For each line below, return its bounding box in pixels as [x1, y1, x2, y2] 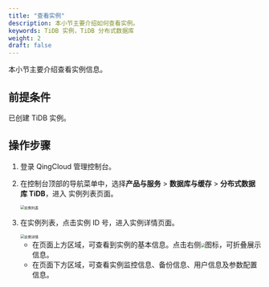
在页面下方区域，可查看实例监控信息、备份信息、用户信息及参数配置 [31, 260, 258, 269]
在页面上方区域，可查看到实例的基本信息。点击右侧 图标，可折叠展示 [31, 240, 262, 249]
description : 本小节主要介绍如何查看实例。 [8, 19, 139, 27]
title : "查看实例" [8, 11, 66, 20]
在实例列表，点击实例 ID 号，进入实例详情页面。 [19, 217, 179, 227]
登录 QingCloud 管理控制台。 [19, 161, 116, 171]
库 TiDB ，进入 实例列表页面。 [19, 188, 118, 198]
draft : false [8, 42, 52, 50]
